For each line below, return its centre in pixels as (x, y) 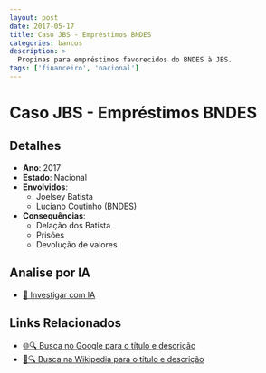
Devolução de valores (76, 244)
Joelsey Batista (64, 196)
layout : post (34, 18)
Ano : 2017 (42, 167)
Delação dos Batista (73, 225)
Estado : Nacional (55, 177)
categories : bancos (46, 43)
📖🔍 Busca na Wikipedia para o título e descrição (113, 359)
